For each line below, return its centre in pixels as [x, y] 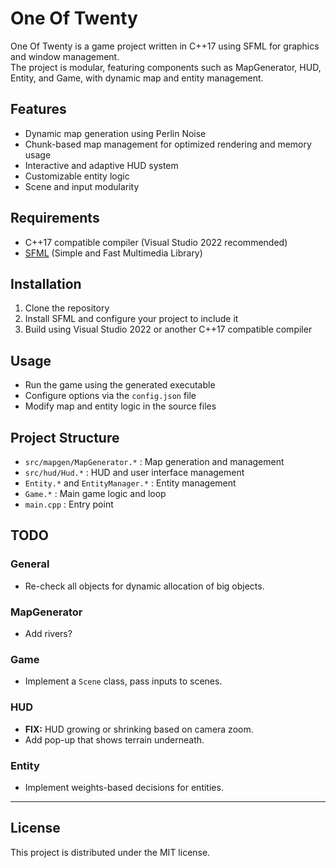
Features [38, 109]
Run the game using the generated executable [120, 385]
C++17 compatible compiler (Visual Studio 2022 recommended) [156, 242]
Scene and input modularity [82, 186]
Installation [46, 283]
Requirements [55, 218]
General [30, 564]
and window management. [65, 56]
